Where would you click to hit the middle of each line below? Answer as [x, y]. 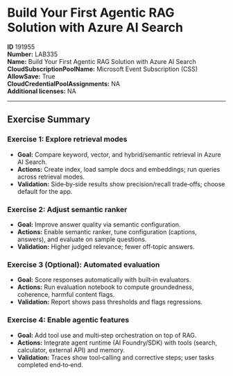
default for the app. [45, 191]
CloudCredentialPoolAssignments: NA [63, 83]
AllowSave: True [31, 76]
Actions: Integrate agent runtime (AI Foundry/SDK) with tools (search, [117, 343]
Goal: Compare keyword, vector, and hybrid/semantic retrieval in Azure [119, 154]
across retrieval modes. [51, 177]
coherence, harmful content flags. [66, 295]
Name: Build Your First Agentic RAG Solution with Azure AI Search [102, 61]
